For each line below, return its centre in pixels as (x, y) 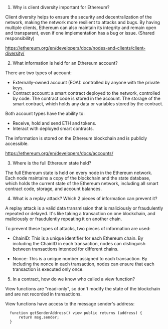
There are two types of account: (38, 73)
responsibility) (20, 38)
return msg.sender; (39, 317)
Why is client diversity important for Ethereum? (61, 7)
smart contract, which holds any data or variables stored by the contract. (88, 104)
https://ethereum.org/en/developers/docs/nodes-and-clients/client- (75, 48)
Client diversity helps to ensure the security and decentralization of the (78, 17)
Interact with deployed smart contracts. (53, 128)
